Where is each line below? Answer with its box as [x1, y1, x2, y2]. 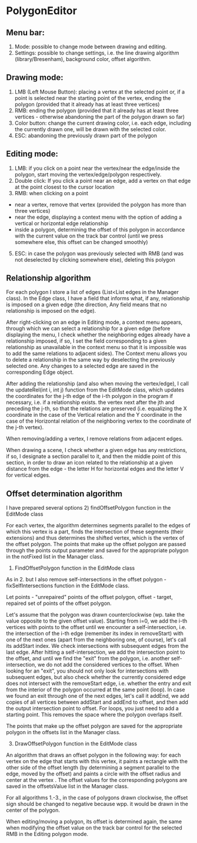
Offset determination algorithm [6, 489, 122, 499]
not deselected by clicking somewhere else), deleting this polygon [14, 256, 175, 263]
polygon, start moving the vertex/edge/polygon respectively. [14, 170, 162, 178]
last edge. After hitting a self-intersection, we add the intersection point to [6, 648, 185, 656]
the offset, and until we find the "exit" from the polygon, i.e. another [6, 655, 170, 662]
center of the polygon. [6, 807, 61, 814]
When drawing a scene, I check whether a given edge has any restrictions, [6, 447, 187, 454]
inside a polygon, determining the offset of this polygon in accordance [14, 226, 185, 233]
